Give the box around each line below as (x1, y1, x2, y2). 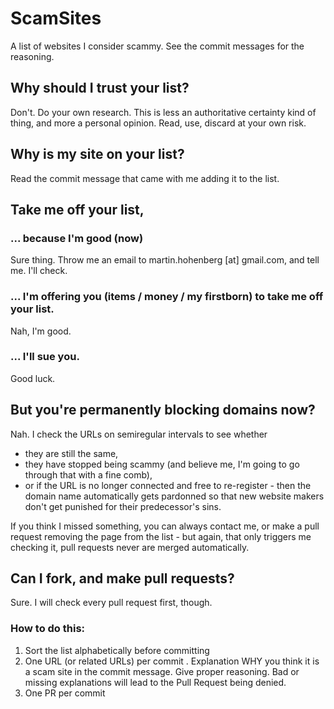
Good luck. (10, 372, 56, 384)
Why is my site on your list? (10, 146, 185, 163)
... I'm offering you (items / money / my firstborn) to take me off (10, 290, 324, 304)
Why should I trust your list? (10, 80, 190, 97)
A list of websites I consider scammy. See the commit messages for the (10, 40, 305, 52)
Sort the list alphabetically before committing (24, 644, 210, 656)
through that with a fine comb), (24, 468, 153, 481)
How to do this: (10, 622, 86, 636)
